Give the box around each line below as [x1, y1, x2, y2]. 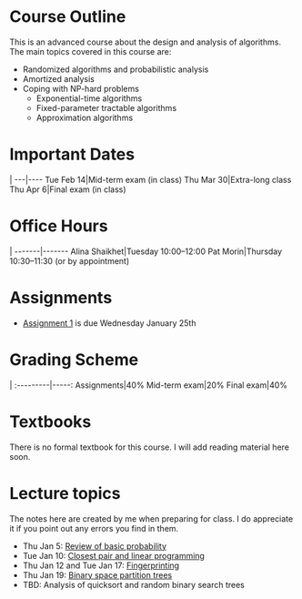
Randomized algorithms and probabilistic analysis [22, 64, 209, 75]
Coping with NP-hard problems [22, 83, 139, 94]
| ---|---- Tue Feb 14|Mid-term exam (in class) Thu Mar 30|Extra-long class [9, 174, 292, 185]
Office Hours [9, 216, 108, 237]
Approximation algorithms [35, 112, 134, 123]
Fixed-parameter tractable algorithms [35, 102, 177, 113]
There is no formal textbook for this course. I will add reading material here [9, 442, 289, 452]
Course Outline [9, 6, 126, 27]
